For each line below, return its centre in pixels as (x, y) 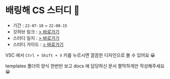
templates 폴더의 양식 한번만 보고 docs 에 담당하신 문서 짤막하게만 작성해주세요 (85, 66)
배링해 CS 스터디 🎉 (42, 10)
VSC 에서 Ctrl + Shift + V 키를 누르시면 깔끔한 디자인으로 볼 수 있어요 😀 (80, 55)
